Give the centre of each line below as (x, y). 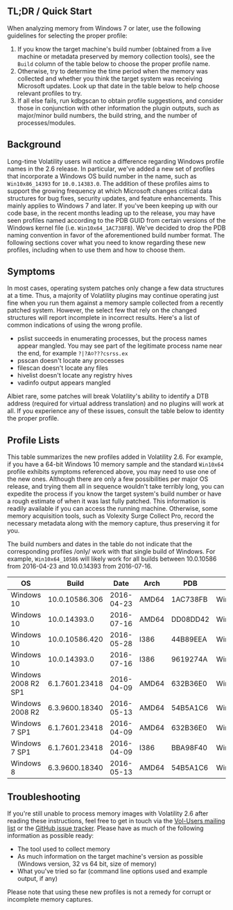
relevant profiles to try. (50, 93)
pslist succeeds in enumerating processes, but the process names (112, 339)
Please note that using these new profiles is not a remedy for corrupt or (109, 892)
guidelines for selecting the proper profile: (67, 35)
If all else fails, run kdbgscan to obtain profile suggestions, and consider (120, 101)
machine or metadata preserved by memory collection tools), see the (116, 56)
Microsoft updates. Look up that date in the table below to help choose (118, 85)
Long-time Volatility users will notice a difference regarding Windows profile (116, 161)
